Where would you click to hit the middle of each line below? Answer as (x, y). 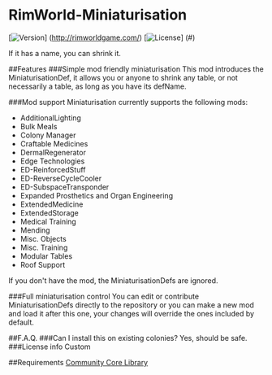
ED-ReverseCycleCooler (61, 178)
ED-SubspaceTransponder (65, 187)
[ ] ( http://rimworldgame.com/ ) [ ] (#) (102, 37)
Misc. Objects (43, 238)
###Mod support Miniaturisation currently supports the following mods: (128, 102)
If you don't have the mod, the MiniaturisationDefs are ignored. (113, 280)
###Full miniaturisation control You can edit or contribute (104, 296)
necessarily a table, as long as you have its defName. (97, 86)
